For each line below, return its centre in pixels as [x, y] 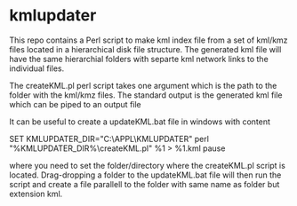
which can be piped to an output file [76, 104]
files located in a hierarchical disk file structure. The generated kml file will [145, 49]
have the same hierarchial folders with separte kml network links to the [139, 59]
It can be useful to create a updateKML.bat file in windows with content [140, 122]
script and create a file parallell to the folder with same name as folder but [144, 184]
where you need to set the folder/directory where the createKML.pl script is [148, 165]
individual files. [37, 68]
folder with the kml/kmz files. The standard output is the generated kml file [146, 95]
